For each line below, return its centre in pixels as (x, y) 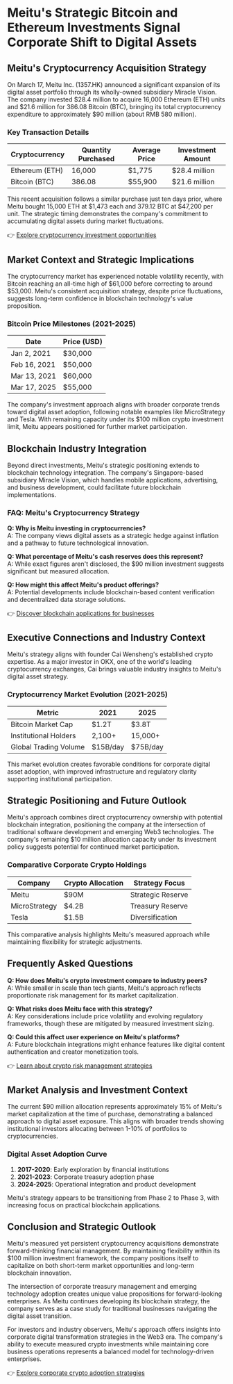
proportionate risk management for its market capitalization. (93, 995)
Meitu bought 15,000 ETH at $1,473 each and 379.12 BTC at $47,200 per (110, 206)
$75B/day (147, 747)
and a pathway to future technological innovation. (78, 543)
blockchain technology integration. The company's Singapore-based (105, 473)
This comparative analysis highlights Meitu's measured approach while (109, 934)
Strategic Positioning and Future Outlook (97, 801)
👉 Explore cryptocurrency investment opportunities (82, 235)
